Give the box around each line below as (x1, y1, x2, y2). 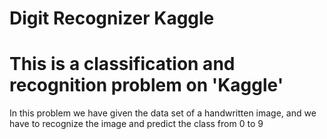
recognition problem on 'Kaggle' (9, 74, 284, 97)
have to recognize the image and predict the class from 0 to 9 (9, 118, 264, 130)
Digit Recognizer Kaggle (9, 7, 215, 30)
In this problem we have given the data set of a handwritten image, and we (9, 107, 317, 119)
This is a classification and (9, 53, 236, 76)
